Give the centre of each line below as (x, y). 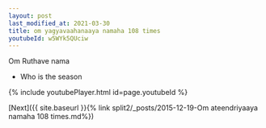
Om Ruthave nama (39, 61)
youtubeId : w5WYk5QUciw (49, 38)
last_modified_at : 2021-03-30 (59, 23)
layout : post (30, 16)
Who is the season (51, 76)
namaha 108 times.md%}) (51, 117)
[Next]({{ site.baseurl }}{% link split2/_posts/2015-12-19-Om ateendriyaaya (133, 108)
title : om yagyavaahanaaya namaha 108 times (84, 31)
